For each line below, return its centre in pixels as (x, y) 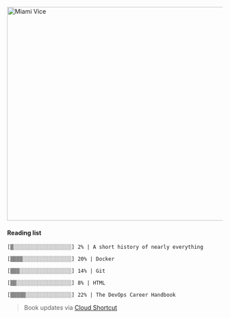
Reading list (24, 233)
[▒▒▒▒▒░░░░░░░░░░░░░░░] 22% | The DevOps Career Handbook (91, 295)
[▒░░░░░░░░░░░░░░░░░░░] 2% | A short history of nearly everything (105, 247)
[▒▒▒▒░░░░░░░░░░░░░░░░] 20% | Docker (61, 259)
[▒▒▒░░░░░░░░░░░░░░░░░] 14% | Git (56, 271)
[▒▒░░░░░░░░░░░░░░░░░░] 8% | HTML (56, 283)
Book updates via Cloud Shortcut (71, 308)
